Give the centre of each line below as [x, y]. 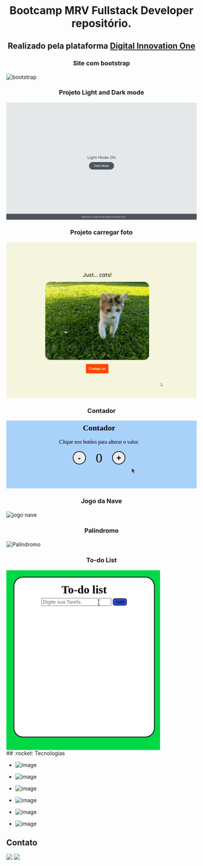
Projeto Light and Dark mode [101, 93]
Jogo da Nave [101, 501]
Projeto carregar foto [101, 232]
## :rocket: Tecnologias [36, 753]
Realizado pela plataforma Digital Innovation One [101, 46]
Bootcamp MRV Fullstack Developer [101, 11]
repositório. [101, 23]
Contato [22, 843]
